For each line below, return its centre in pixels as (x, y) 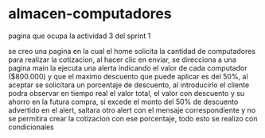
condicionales (31, 127)
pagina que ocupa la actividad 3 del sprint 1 (80, 36)
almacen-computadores (90, 14)
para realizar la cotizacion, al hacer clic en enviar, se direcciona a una (122, 59)
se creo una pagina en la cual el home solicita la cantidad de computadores (132, 51)
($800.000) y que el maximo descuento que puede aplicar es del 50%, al (128, 76)
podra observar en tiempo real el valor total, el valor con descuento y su (127, 93)
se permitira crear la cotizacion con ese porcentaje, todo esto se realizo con (133, 118)
